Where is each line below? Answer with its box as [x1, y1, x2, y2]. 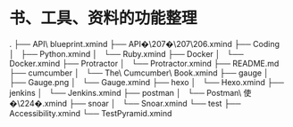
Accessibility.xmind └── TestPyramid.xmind [9, 107, 172, 118]
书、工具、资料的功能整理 [9, 8, 198, 28]
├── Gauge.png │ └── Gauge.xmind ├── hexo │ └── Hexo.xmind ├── [9, 76, 284, 87]
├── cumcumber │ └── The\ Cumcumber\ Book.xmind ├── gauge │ [9, 67, 270, 78]
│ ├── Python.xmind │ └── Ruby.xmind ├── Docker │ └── [9, 48, 244, 59]
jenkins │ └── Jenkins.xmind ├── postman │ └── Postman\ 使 [9, 87, 252, 98]
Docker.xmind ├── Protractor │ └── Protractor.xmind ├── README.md [9, 58, 280, 68]
